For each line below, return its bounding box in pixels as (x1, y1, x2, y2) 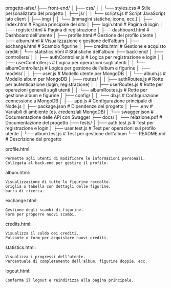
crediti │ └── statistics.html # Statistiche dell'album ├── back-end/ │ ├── (5, 49, 163, 55)
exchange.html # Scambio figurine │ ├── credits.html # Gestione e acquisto (5, 43, 166, 49)
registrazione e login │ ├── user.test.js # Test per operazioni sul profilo (5, 125, 156, 131)
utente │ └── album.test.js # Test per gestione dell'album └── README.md (5, 131, 166, 136)
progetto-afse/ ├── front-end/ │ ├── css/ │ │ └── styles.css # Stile (5, 5, 151, 11)
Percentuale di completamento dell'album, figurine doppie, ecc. (5, 259, 147, 264)
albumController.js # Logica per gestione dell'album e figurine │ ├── (5, 65, 151, 71)
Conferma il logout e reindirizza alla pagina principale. (5, 278, 134, 283)
